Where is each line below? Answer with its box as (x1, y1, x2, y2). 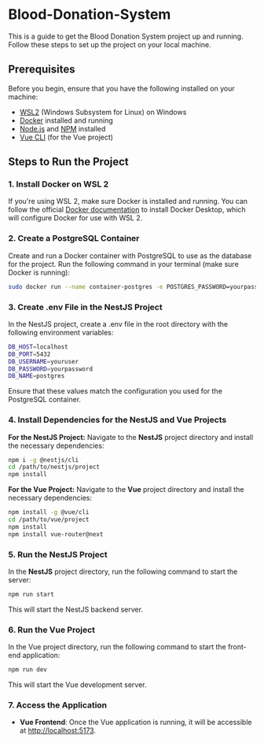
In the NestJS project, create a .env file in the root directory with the (8, 319, 229, 328)
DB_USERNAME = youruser (8, 357, 79, 365)
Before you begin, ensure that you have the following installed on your (8, 83, 235, 93)
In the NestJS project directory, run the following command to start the (8, 567, 238, 576)
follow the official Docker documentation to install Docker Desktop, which (8, 205, 246, 214)
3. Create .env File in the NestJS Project (8, 301, 163, 312)
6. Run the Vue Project (8, 624, 96, 635)
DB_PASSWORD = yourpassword (8, 364, 93, 373)
